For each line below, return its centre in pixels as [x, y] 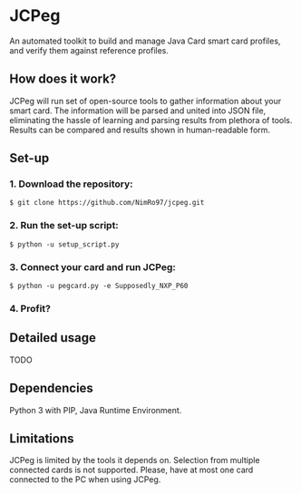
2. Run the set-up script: [64, 226]
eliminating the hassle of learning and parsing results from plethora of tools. [151, 120]
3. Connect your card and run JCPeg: [93, 266]
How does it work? [63, 79]
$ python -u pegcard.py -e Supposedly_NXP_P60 [99, 286]
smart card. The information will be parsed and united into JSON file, [138, 111]
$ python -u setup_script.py [64, 244]
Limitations [42, 438]
